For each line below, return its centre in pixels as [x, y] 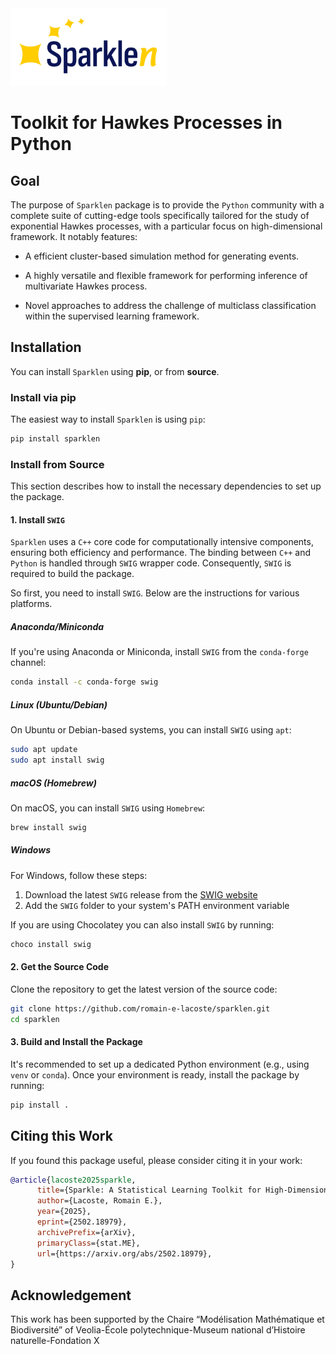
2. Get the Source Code [60, 967]
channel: [28, 663]
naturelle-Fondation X [55, 1341]
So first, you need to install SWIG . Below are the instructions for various [155, 593]
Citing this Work [61, 1136]
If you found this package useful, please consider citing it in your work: [156, 1160]
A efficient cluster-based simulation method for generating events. [162, 256]
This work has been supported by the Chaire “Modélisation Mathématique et [167, 1319]
